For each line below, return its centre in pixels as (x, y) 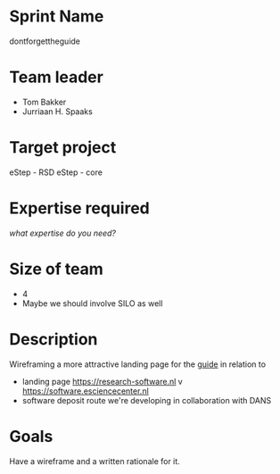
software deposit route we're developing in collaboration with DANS (147, 400)
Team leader (57, 77)
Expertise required (79, 208)
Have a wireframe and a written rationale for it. (95, 461)
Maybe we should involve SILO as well (92, 303)
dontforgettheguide (45, 41)
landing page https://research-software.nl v (102, 381)
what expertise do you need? (63, 233)
